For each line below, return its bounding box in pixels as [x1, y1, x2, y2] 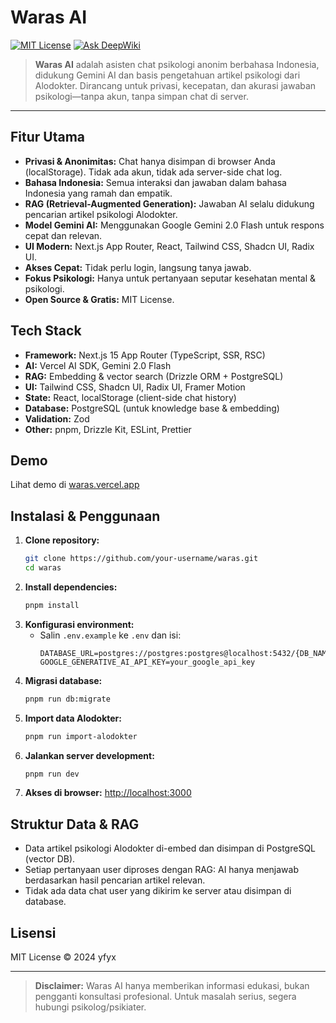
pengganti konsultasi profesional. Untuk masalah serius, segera [34, 991, 297, 1003]
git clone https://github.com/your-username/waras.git [24, 554, 259, 564]
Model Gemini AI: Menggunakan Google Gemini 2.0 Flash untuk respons [24, 219, 325, 231]
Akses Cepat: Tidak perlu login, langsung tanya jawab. [24, 261, 252, 273]
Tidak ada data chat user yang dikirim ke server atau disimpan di [24, 885, 292, 897]
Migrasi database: [24, 674, 103, 686]
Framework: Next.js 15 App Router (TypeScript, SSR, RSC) [24, 349, 266, 361]
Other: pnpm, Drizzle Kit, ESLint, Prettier [24, 423, 192, 435]
